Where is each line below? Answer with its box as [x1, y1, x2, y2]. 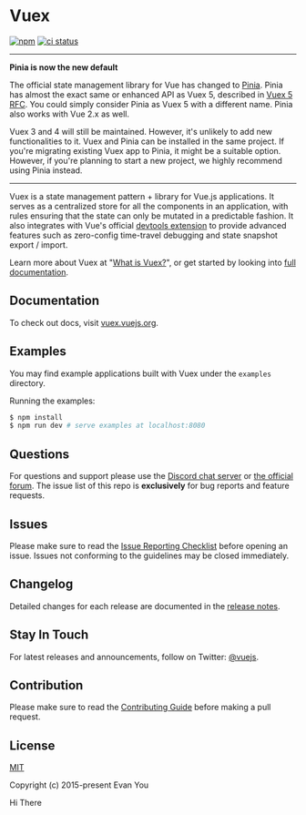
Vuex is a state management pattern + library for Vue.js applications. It [9, 190, 275, 201]
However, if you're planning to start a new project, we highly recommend [9, 155, 282, 166]
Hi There [9, 798, 43, 809]
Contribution [9, 677, 84, 693]
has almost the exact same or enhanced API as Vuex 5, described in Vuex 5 [9, 88, 293, 100]
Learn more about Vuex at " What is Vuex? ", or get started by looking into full [9, 257, 296, 268]
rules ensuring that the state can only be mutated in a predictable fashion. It [9, 210, 294, 221]
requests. [9, 490, 46, 501]
